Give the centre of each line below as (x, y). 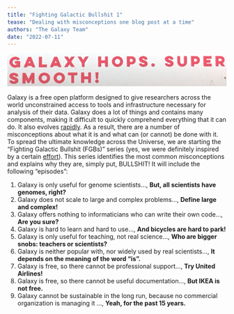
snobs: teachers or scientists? (62, 244)
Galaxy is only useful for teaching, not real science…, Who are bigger (117, 237)
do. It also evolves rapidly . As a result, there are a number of (94, 127)
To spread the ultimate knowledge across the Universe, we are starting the (114, 142)
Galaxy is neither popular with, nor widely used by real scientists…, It (116, 251)
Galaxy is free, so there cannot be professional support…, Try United (116, 266)
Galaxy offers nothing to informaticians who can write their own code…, (120, 214)
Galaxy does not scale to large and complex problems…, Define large (117, 200)
